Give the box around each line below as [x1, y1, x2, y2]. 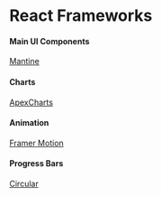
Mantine [9, 56, 40, 67]
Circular [9, 178, 39, 189]
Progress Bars [9, 158, 64, 169]
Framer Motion [9, 137, 65, 148]
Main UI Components [9, 35, 90, 46]
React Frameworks [9, 5, 153, 26]
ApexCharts [9, 97, 54, 108]
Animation [9, 117, 49, 128]
